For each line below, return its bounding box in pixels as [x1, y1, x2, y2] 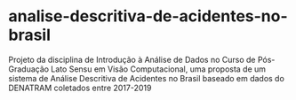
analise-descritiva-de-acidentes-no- [8, 6, 288, 27]
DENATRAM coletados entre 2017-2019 [8, 82, 152, 93]
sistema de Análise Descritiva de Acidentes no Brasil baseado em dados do [8, 73, 285, 83]
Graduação [8, 64, 50, 74]
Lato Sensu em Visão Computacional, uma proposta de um [51, 64, 267, 74]
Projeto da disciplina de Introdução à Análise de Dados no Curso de [8, 54, 256, 65]
